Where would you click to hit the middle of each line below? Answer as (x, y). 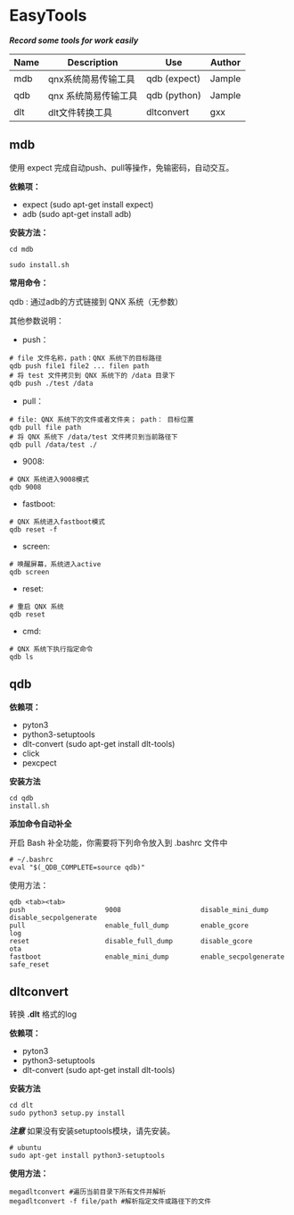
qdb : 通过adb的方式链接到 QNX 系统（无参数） (96, 301)
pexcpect (39, 763)
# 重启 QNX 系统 (37, 607)
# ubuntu (25, 1148)
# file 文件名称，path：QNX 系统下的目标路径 (86, 358)
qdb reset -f (33, 529)
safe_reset (29, 964)
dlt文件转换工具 (80, 113)
